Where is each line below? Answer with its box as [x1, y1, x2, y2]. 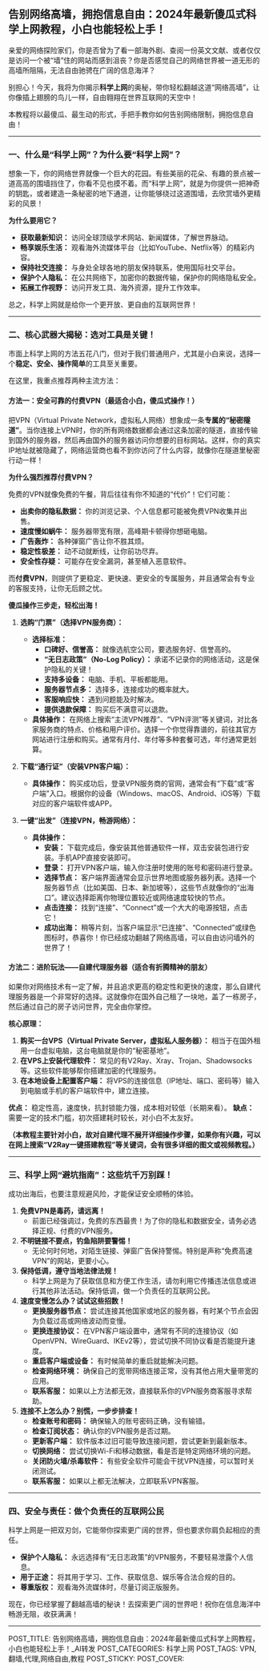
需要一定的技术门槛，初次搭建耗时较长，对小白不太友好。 [8, 1112, 198, 1123]
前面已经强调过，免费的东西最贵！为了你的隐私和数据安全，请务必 [31, 1216, 250, 1226]
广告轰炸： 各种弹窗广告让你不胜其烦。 [19, 536, 149, 546]
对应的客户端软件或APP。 [31, 798, 117, 808]
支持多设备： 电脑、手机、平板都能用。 [43, 674, 173, 684]
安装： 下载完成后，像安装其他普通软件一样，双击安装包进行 [43, 842, 243, 852]
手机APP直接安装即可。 [58, 852, 135, 862]
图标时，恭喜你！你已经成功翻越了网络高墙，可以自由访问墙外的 [43, 932, 255, 942]
